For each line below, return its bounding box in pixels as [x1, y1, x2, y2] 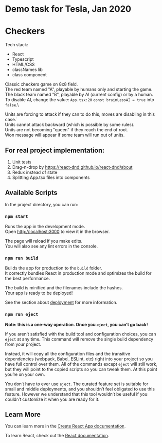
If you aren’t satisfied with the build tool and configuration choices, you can [5, 331, 157, 337]
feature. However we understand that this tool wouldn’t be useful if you [5, 391, 147, 397]
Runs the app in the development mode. [5, 224, 85, 230]
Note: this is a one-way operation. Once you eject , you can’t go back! [5, 321, 148, 327]
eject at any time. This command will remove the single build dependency [5, 336, 154, 342]
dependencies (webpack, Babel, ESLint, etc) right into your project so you [5, 356, 153, 362]
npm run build [5, 255, 38, 261]
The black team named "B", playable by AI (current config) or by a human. [5, 91, 153, 98]
